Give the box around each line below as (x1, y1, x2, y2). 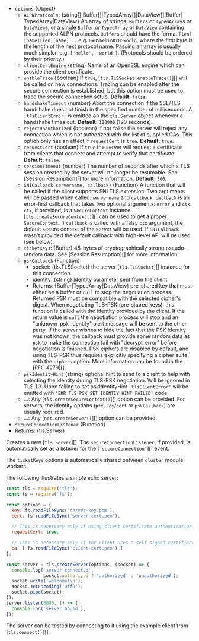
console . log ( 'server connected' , (11, 567, 94, 573)
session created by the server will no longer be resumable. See (23, 169, 178, 176)
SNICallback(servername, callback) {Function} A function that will (23, 181, 185, 189)
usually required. (23, 409, 65, 415)
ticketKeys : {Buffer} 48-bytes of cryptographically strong (23, 244, 165, 251)
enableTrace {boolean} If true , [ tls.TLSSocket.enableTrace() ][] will (23, 74, 188, 81)
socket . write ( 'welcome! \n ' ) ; (11, 578, 84, 584)
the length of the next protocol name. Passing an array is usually (23, 43, 181, 50)
